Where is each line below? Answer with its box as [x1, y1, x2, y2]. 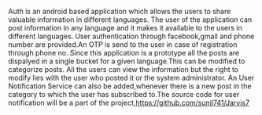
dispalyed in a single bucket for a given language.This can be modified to [8, 56, 245, 66]
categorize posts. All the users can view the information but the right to [8, 65, 239, 74]
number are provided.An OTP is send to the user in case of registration [8, 40, 238, 49]
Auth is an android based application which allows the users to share [8, 7, 231, 16]
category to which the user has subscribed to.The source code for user [8, 90, 240, 99]
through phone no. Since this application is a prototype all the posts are [8, 49, 240, 57]
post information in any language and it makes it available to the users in [8, 23, 242, 32]
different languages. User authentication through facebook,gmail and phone [8, 31, 255, 41]
